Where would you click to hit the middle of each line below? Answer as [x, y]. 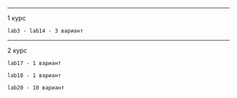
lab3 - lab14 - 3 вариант [45, 31]
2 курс [17, 50]
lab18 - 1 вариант [34, 76]
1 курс [17, 18]
